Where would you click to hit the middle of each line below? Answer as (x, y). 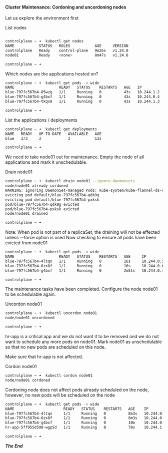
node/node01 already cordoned (37, 186)
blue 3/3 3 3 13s (53, 138)
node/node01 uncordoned (30, 318)
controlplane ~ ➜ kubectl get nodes (44, 41)
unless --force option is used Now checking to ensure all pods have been (81, 238)
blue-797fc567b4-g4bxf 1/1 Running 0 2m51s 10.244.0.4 (85, 270)
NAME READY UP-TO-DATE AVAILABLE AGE (53, 134)
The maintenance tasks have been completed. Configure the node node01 (81, 289)
